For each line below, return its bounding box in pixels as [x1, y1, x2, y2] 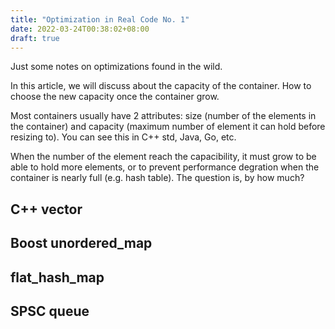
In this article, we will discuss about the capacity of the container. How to [10, 80, 312, 92]
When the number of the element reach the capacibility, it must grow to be [10, 151, 317, 163]
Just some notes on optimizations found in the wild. [10, 61, 223, 73]
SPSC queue [10, 302, 90, 320]
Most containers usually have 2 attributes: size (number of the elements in [10, 110, 317, 122]
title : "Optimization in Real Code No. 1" [10, 14, 190, 25]
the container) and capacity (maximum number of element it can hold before [10, 121, 326, 133]
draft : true [10, 33, 60, 43]
